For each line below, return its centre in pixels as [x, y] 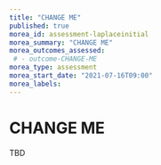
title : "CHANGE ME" [45, 17]
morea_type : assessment [53, 68]
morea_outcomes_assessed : [57, 51]
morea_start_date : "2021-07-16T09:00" [81, 76]
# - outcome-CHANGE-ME [55, 59]
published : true [39, 26]
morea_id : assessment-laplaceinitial [79, 34]
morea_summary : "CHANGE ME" [61, 42]
